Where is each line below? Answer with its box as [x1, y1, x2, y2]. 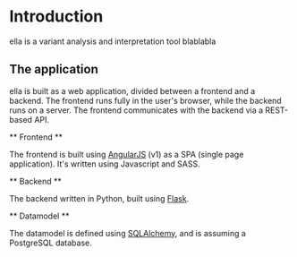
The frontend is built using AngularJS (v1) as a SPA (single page [9, 149, 244, 159]
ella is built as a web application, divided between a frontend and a [9, 85, 256, 96]
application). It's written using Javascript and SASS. [9, 158, 200, 169]
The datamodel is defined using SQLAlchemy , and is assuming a [9, 227, 246, 238]
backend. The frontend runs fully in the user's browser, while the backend [9, 95, 282, 106]
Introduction [9, 6, 104, 27]
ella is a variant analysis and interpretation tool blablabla [9, 36, 216, 47]
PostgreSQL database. [9, 237, 92, 248]
